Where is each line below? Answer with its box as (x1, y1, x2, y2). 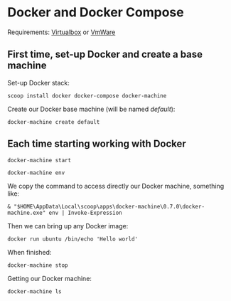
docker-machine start (7, 157, 72, 164)
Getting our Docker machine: (7, 274, 92, 282)
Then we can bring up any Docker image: (7, 221, 129, 230)
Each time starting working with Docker (7, 138, 186, 150)
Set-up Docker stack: (7, 78, 70, 87)
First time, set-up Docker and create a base (7, 48, 203, 60)
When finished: (7, 248, 52, 256)
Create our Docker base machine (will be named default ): (7, 105, 176, 113)
